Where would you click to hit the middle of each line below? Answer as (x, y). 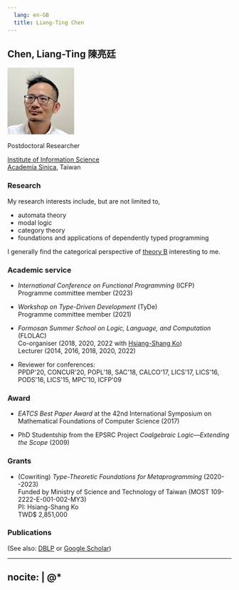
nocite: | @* (34, 578)
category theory (41, 230)
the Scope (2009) (43, 443)
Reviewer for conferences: (57, 364)
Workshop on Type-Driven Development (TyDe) (87, 307)
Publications (30, 532)
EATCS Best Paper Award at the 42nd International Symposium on (115, 413)
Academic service (39, 270)
